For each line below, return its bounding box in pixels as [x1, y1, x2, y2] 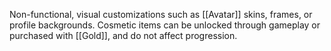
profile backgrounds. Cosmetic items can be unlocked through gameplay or [9, 19, 321, 31]
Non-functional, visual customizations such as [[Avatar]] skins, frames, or [9, 9, 313, 20]
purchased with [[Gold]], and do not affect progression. [9, 30, 238, 41]
